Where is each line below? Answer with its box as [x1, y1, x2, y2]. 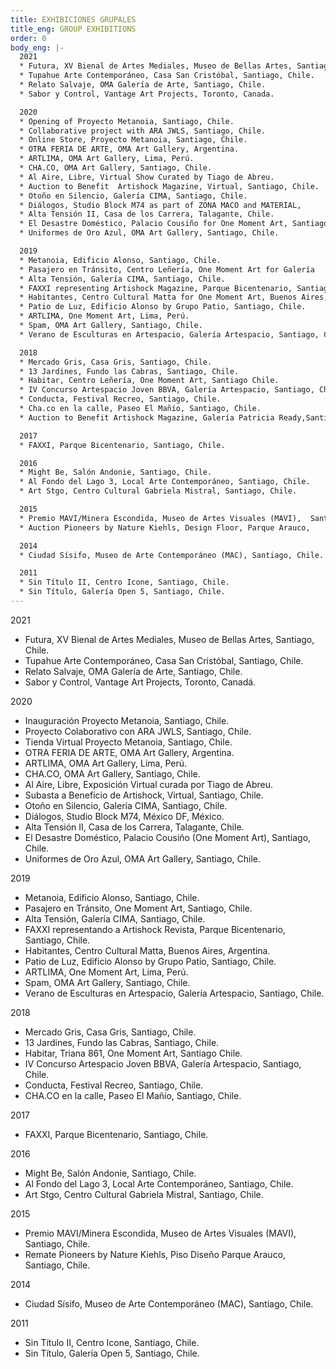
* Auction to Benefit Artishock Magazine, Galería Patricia [19, 412, 275, 423]
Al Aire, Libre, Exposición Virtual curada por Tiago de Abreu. [24, 778, 274, 790]
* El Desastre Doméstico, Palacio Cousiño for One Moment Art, [19, 219, 288, 229]
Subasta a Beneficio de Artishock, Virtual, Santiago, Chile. [24, 789, 264, 801]
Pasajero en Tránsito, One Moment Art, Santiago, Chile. [24, 902, 253, 914]
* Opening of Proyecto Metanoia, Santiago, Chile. [19, 116, 235, 126]
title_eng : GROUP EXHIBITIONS [10, 24, 137, 34]
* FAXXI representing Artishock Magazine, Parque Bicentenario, [19, 283, 293, 293]
